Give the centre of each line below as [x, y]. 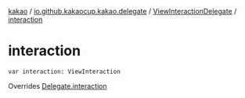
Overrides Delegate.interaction [58, 86]
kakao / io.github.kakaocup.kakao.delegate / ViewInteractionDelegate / [122, 11]
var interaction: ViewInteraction [65, 72]
